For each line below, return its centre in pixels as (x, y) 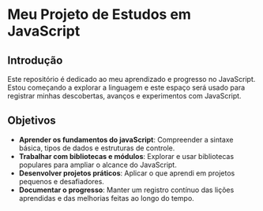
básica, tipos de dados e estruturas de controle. (97, 148)
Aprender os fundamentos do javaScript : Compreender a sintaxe (126, 139)
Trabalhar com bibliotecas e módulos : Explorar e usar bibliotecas (126, 156)
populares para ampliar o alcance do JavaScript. (98, 165)
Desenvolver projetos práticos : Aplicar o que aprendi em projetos (127, 173)
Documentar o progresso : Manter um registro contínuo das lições (126, 190)
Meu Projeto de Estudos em (99, 15)
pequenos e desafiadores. (61, 181)
